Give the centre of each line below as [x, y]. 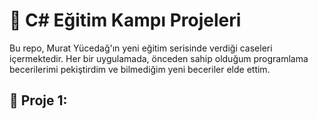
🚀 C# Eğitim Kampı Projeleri [125, 20]
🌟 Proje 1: [38, 100]
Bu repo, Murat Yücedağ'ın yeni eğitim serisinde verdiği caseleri [141, 48]
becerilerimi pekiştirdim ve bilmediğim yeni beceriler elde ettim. [140, 69]
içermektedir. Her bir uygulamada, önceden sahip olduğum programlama [159, 58]
